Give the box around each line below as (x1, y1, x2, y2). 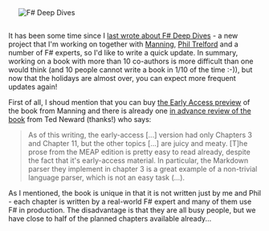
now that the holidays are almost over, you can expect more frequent (8, 74, 237, 83)
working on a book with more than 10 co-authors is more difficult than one (8, 56, 254, 66)
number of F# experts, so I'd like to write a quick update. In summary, (8, 48, 238, 57)
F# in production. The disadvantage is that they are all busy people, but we (8, 205, 256, 215)
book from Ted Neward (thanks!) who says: (8, 115, 152, 124)
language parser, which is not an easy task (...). (27, 172, 185, 182)
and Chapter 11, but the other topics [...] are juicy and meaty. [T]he (27, 139, 248, 148)
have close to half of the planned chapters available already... (8, 214, 212, 223)
